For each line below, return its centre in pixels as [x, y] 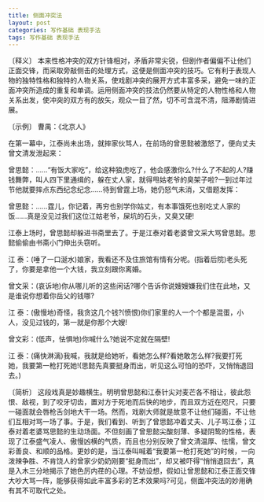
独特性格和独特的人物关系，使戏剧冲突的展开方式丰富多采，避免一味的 [135, 80]
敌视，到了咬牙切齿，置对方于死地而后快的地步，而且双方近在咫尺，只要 [139, 402]
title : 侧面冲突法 [35, 15]
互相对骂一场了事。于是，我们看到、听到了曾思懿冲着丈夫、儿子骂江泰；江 [135, 422]
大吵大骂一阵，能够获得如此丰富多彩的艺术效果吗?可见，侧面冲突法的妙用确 [130, 481]
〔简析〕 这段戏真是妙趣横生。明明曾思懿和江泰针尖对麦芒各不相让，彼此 [126, 392]
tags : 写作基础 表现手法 [44, 37]
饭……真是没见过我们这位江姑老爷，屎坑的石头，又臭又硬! [101, 216]
